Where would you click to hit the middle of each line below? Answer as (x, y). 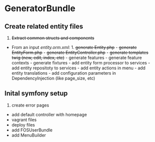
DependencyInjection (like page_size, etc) (53, 78)
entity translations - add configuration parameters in (64, 73)
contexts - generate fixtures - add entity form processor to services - (81, 63)
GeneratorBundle (40, 8)
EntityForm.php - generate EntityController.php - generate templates (80, 52)
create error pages (30, 105)
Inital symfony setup (36, 93)
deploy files (23, 125)
